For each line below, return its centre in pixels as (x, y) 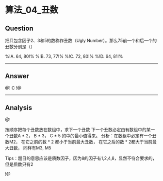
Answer (17, 76)
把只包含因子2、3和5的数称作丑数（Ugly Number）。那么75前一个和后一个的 (81, 40)
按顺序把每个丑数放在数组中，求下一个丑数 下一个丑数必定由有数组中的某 (78, 129)
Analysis (19, 108)
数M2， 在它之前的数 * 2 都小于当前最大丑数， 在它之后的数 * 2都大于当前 (79, 142)
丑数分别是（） (20, 46)
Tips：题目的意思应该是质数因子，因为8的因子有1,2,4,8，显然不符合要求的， (81, 158)
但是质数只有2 (19, 164)
